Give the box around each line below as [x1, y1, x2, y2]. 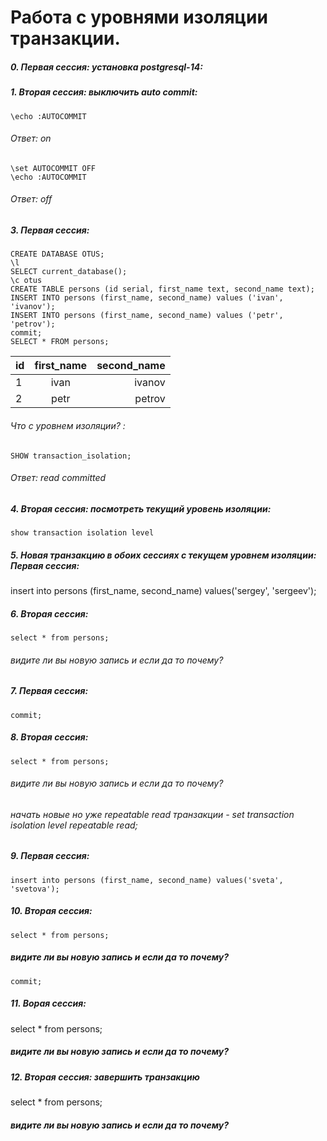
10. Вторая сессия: [10, 905, 93, 917]
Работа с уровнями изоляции [10, 6, 268, 29]
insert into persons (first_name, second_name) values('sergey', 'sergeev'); [10, 585, 317, 597]
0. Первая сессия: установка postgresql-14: [10, 61, 203, 73]
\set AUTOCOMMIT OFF [10, 163, 97, 173]
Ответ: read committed [10, 472, 107, 484]
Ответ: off [10, 193, 53, 205]
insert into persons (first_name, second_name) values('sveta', [10, 875, 284, 885]
